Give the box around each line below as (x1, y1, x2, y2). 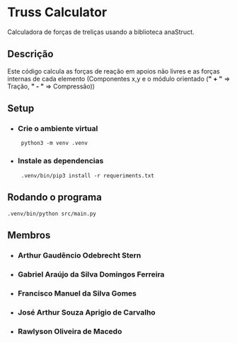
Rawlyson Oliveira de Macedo (17, 326, 122, 336)
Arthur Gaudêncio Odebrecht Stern (17, 250, 141, 260)
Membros (7, 229, 51, 241)
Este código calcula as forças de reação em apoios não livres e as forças (7, 66, 221, 75)
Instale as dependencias (17, 156, 104, 166)
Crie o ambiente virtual (17, 124, 98, 134)
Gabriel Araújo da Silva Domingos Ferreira (17, 269, 165, 279)
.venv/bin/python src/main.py (7, 210, 97, 217)
